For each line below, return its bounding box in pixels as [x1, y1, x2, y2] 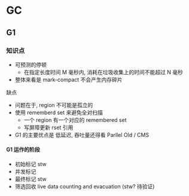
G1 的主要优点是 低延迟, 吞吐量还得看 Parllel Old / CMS [14, 131, 150, 138]
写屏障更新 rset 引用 [23, 124, 74, 131]
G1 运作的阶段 [6, 146, 40, 153]
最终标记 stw [14, 176, 47, 183]
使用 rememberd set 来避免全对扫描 [14, 109, 103, 116]
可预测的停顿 [14, 61, 47, 68]
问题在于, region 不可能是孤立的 [14, 101, 93, 108]
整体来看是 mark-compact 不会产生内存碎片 [14, 76, 123, 83]
